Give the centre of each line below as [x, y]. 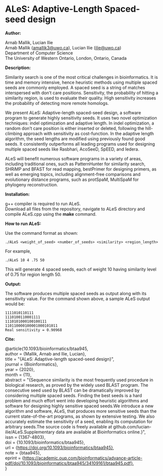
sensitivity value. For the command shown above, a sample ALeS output [78, 299]
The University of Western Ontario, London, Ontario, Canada [66, 58]
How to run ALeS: [23, 224]
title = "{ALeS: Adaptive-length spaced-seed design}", [60, 359]
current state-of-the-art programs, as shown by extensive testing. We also [80, 416]
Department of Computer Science [39, 53]
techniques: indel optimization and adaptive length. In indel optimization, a [80, 123]
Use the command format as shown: [41, 233]
